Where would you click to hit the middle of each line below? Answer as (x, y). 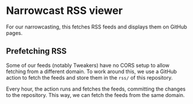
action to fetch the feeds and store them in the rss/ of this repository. (90, 77)
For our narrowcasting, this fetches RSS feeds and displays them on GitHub (97, 27)
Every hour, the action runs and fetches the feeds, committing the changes (96, 89)
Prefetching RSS (36, 51)
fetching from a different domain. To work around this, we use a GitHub (92, 71)
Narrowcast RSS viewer (64, 11)
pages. (14, 33)
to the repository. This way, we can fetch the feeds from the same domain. (95, 95)
